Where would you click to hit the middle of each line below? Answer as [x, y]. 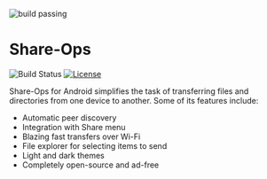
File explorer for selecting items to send [94, 145]
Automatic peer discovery [69, 117]
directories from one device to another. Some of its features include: [134, 100]
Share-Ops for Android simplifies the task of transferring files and [129, 91]
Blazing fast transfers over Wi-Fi [81, 136]
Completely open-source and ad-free [90, 165]
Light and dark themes [63, 155]
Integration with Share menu [74, 127]
